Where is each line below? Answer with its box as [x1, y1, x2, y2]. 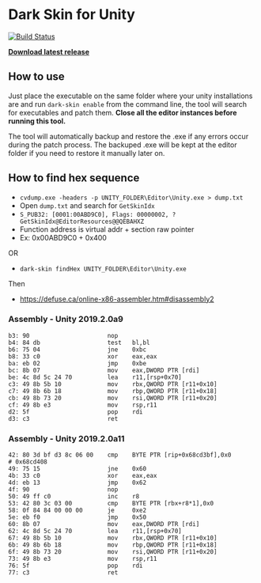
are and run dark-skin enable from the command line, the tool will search [8, 99, 248, 108]
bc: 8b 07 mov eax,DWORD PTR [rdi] [8, 366, 200, 374]
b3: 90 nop [8, 331, 119, 339]
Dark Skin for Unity [8, 6, 136, 24]
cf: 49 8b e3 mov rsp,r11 [8, 401, 157, 409]
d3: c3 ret [8, 415, 119, 422]
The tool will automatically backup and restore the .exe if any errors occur [8, 131, 249, 141]
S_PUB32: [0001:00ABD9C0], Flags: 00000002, [19, 210, 169, 218]
